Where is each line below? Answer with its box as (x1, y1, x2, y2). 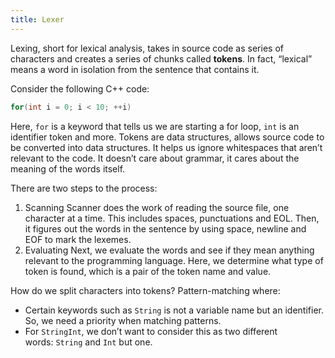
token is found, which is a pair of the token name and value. (24, 265, 272, 277)
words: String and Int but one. (24, 336, 153, 348)
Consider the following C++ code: (10, 82, 150, 95)
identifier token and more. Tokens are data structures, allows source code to (10, 131, 325, 143)
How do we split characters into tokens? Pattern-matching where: (10, 284, 281, 296)
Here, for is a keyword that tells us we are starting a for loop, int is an (10, 120, 300, 132)
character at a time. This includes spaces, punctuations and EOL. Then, (24, 212, 320, 224)
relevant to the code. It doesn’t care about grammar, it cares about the (10, 152, 300, 164)
